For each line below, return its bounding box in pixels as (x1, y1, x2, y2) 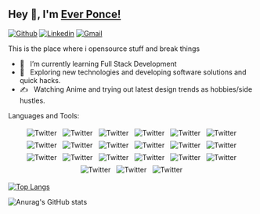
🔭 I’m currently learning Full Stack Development (19, 59, 177, 68)
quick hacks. (19, 75, 61, 85)
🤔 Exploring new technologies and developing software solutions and (19, 67, 247, 77)
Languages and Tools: (8, 111, 80, 120)
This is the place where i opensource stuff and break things (8, 44, 200, 53)
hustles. (19, 96, 45, 105)
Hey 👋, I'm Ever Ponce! (8, 8, 121, 21)
